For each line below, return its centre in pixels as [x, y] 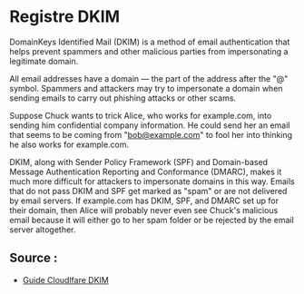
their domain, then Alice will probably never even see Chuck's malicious [144, 210]
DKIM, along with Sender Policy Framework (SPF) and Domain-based [139, 162]
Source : [34, 258]
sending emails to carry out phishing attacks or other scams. [123, 98]
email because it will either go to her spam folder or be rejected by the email [152, 220]
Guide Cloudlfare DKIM [65, 279]
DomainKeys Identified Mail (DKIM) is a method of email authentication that [150, 42]
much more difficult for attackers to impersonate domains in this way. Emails [152, 181]
